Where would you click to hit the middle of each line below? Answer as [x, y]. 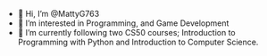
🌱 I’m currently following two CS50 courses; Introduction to [127, 32]
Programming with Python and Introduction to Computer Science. [138, 42]
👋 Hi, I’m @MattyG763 [58, 14]
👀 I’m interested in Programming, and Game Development [123, 23]
